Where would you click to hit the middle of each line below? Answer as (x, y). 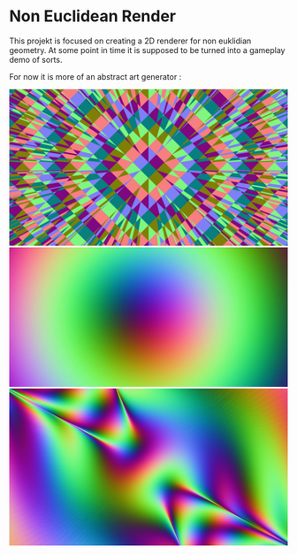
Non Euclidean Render (93, 16)
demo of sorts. (36, 59)
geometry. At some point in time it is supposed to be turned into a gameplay (147, 50)
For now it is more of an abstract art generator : (95, 76)
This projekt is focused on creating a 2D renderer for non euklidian (130, 41)
